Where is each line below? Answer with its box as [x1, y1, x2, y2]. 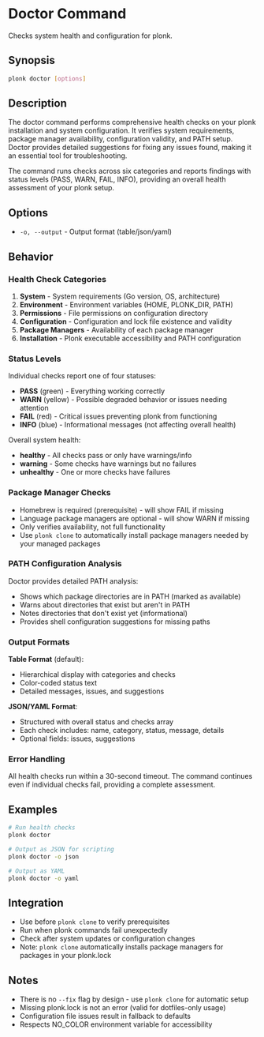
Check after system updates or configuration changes [19, 934, 195, 944]
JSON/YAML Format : [8, 702, 78, 712]
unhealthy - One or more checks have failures [19, 468, 171, 477]
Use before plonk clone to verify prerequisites [19, 917, 170, 926]
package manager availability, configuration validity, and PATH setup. [8, 134, 233, 144]
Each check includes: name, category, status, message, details [19, 726, 225, 735]
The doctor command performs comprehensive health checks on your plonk [8, 118, 256, 127]
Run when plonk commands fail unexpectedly [19, 926, 168, 935]
